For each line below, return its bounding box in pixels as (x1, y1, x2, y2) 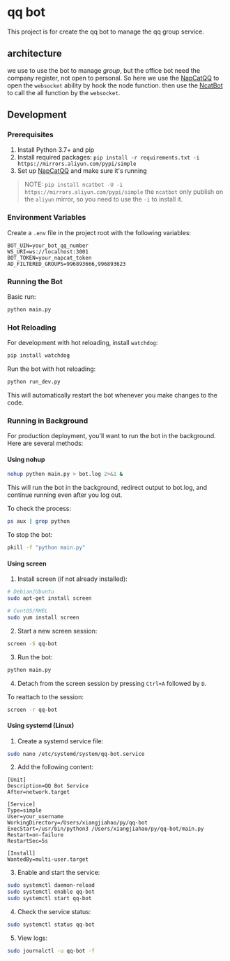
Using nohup (7, 455, 45, 463)
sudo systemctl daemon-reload (7, 882, 95, 889)
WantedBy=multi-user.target (7, 856, 89, 863)
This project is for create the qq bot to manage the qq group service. (7, 27, 204, 36)
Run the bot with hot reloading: (7, 365, 96, 373)
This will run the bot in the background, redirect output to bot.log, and (7, 484, 208, 492)
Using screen (7, 559, 47, 568)
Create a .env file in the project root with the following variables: (7, 228, 192, 237)
